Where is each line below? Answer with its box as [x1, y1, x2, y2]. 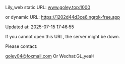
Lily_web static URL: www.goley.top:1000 [5, 5, 91, 10]
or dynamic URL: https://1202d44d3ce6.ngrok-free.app [5, 14, 120, 20]
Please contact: [5, 43, 38, 49]
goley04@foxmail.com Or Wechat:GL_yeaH [5, 53, 95, 59]
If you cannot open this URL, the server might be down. [5, 34, 120, 39]
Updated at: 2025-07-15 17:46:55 [5, 24, 75, 30]
